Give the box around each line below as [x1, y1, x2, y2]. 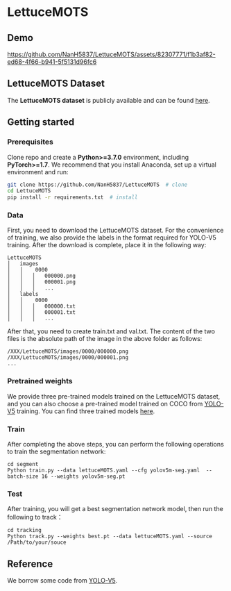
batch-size [7, 473, 39, 480]
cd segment [7, 461, 39, 468]
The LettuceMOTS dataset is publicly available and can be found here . [7, 96, 210, 104]
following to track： [7, 513, 63, 522]
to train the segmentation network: [7, 447, 106, 456]
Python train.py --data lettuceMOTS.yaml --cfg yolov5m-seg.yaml [7, 467, 200, 474]
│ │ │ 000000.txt [7, 303, 76, 310]
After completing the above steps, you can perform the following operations [7, 440, 224, 449]
